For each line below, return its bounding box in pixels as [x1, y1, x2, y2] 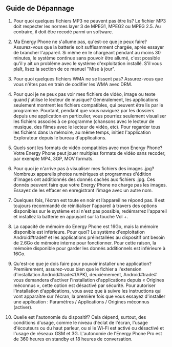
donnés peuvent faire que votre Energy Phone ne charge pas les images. [13, 181, 167, 188]
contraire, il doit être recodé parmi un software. [13, 28, 113, 35]
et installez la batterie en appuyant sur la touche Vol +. [13, 213, 128, 219]
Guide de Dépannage [6, 4, 75, 13]
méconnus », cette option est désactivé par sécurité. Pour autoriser [13, 282, 156, 289]
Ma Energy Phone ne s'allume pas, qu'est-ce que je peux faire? [13, 38, 147, 45]
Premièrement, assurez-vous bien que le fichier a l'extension [13, 266, 142, 272]
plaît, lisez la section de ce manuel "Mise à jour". [13, 66, 116, 72]
